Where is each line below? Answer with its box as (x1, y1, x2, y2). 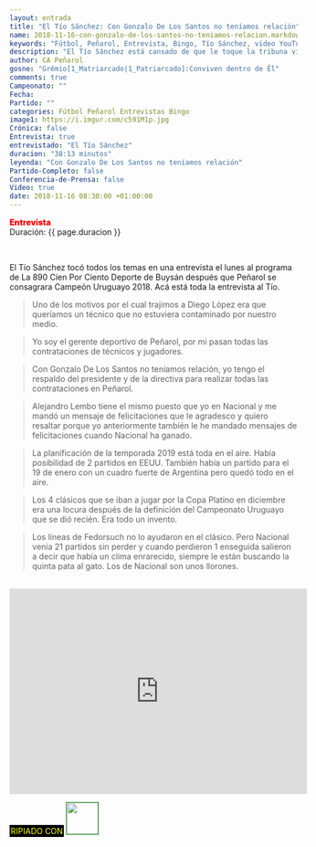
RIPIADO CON (10, 826, 64, 836)
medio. (31, 319, 58, 329)
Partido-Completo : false (9, 166, 104, 175)
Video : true (9, 184, 55, 193)
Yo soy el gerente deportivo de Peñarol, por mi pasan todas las (31, 336, 269, 347)
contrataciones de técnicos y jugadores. (31, 346, 184, 356)
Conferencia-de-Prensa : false (9, 175, 125, 184)
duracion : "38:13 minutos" (9, 149, 112, 158)
